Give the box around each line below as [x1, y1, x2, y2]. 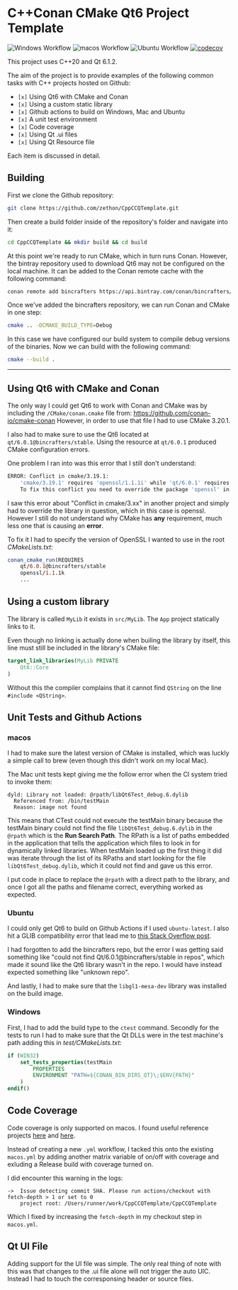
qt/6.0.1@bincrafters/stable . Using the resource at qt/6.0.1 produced [7, 437, 217, 446]
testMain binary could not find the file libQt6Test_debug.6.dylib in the [7, 824, 212, 832]
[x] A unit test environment [17, 115, 98, 124]
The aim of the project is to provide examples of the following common [7, 71, 214, 80]
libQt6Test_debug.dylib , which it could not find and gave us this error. [7, 861, 213, 870]
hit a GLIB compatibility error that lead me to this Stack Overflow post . [7, 931, 212, 940]
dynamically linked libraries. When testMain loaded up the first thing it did [7, 846, 222, 855]
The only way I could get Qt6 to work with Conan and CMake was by [7, 401, 208, 410]
